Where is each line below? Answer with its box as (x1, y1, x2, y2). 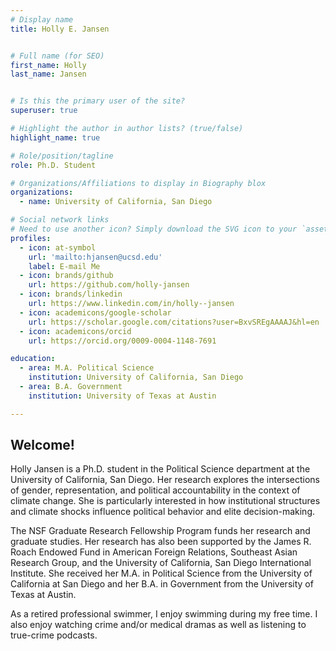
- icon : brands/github (19, 271, 114, 281)
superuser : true (10, 106, 78, 116)
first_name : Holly (10, 60, 87, 70)
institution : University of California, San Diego (28, 372, 244, 383)
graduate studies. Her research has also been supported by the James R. (10, 536, 312, 548)
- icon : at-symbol (19, 242, 97, 253)
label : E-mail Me (28, 261, 101, 271)
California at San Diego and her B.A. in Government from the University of (10, 578, 314, 590)
